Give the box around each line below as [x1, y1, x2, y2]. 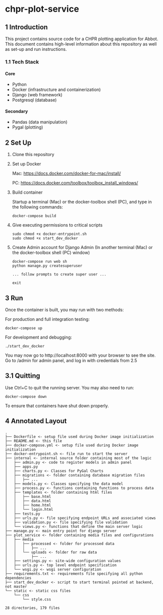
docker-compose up [5, 325, 42, 331]
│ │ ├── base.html [5, 494, 51, 499]
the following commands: [12, 204, 63, 210]
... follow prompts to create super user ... [12, 272, 106, 277]
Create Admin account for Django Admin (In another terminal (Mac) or [12, 245, 153, 251]
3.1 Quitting [5, 372, 41, 380]
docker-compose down [5, 394, 47, 399]
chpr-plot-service [5, 3, 80, 15]
